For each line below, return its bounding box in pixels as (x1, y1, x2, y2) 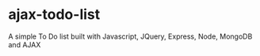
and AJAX (8, 39, 41, 49)
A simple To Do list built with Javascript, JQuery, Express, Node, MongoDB (8, 32, 253, 41)
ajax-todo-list (8, 6, 101, 24)
